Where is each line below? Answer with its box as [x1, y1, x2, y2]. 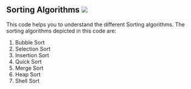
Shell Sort [15, 77, 40, 84]
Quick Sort [15, 58, 42, 65]
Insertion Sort [15, 51, 50, 59]
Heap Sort [15, 70, 41, 78]
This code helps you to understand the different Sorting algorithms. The [6, 20, 186, 28]
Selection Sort [15, 45, 51, 52]
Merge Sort [15, 64, 44, 72]
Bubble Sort [15, 38, 45, 46]
